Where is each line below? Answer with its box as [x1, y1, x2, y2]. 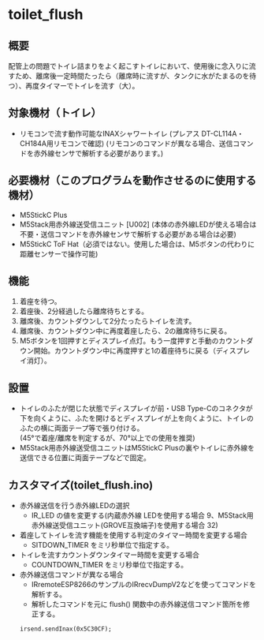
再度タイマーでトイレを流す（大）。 [24, 81, 139, 90]
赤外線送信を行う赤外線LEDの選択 [19, 501, 130, 511]
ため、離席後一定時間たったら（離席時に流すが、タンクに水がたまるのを [14, 71, 250, 80]
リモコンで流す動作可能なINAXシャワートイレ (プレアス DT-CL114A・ [19, 129, 244, 138]
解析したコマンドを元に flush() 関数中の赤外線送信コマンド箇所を [31, 600, 244, 609]
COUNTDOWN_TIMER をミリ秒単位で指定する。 [31, 560, 188, 570]
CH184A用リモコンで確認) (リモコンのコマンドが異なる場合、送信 [19, 138, 233, 148]
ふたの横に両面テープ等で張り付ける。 [19, 424, 144, 433]
